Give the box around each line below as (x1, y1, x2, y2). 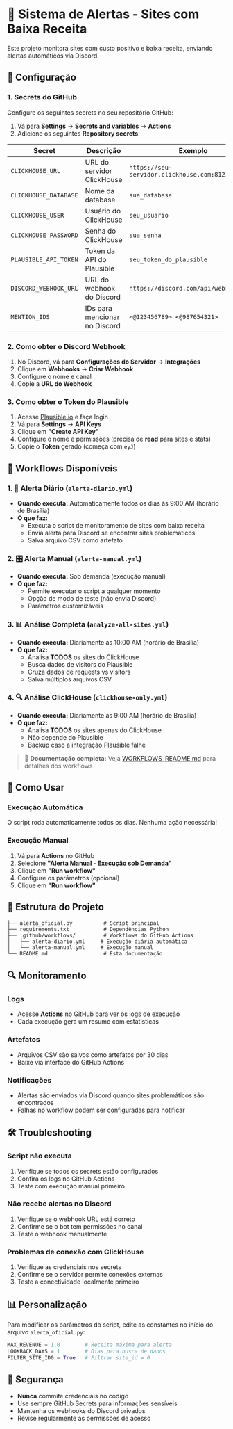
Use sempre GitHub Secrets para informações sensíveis (17, 1399, 178, 1407)
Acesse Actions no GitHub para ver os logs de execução (17, 1010, 180, 1018)
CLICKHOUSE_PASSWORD (10, 231, 78, 239)
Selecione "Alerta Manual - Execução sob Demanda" (17, 859, 172, 867)
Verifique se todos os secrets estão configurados (17, 1167, 159, 1175)
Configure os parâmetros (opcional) (17, 873, 120, 882)
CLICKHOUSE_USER (10, 211, 64, 219)
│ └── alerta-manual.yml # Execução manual (7, 944, 154, 951)
